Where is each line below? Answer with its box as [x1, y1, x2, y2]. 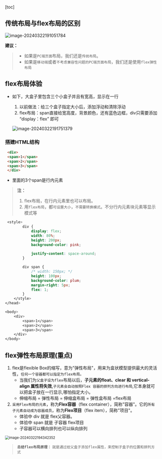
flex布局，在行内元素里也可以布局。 [24, 198, 96, 204]
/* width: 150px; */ [31, 269, 73, 274]
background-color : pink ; [31, 242, 81, 247]
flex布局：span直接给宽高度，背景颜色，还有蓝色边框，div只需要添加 [19, 110, 158, 115]
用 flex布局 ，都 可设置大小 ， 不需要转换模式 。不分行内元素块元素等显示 [24, 204, 156, 210]
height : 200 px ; [31, 238, 62, 243]
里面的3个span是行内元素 [12, 177, 63, 183]
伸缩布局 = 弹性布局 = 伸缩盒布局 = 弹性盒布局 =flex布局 [19, 395, 132, 401]
